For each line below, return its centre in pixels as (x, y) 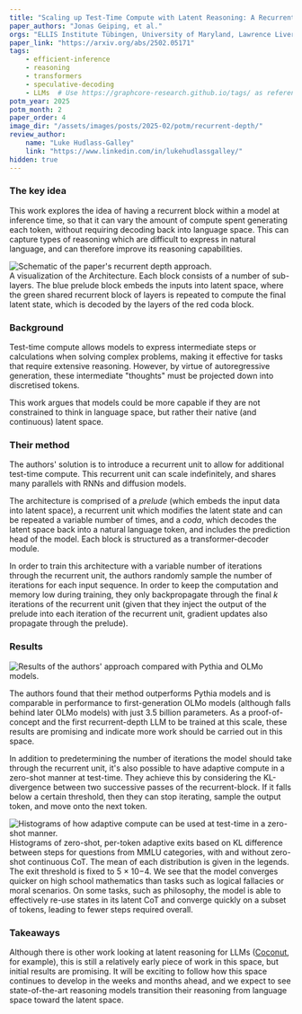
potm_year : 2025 (40, 101)
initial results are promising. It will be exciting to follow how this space (138, 971)
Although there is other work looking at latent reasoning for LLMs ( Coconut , (149, 952)
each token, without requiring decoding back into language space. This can (149, 229)
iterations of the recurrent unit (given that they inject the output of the (138, 604)
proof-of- (266, 712)
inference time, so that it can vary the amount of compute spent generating (148, 220)
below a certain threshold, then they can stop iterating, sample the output (145, 797)
